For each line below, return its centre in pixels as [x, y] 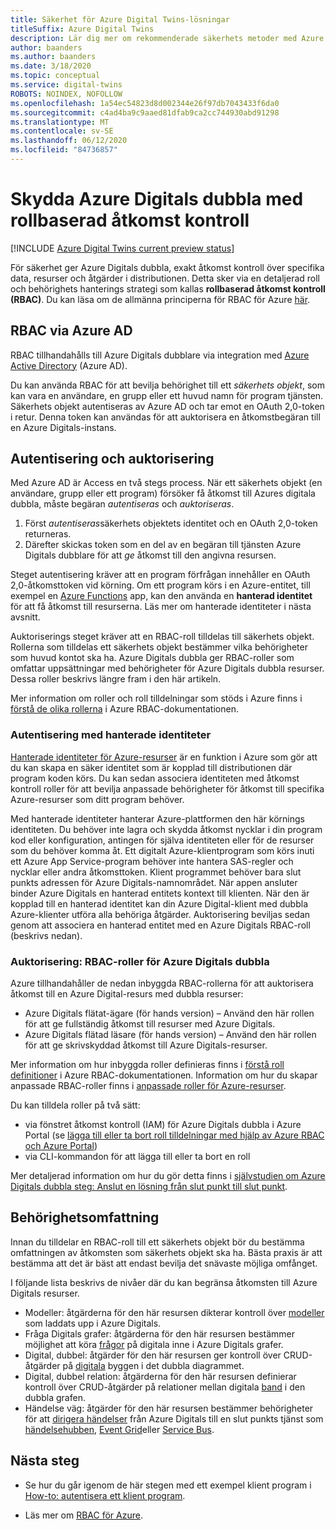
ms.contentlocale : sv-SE [62, 131]
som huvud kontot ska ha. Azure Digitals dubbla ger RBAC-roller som [152, 658]
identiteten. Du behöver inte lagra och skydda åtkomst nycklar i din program [166, 829]
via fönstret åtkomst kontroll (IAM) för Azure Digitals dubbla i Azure [163, 1125]
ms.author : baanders [53, 57]
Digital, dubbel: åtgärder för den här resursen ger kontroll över [153, 1355]
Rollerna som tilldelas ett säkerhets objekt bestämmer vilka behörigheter [159, 647]
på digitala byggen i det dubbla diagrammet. [153, 1365]
